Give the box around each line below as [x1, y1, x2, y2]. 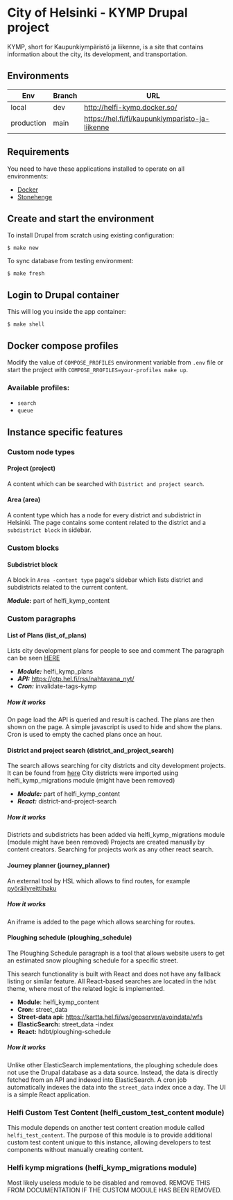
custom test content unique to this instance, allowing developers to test [7, 1138, 212, 1147]
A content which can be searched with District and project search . [7, 479, 205, 487]
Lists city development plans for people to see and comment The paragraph [7, 647, 224, 655]
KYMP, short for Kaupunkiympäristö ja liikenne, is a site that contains [7, 42, 204, 51]
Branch [53, 90, 78, 100]
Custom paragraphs [7, 614, 76, 624]
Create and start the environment [7, 212, 155, 224]
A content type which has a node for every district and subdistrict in [7, 511, 202, 519]
